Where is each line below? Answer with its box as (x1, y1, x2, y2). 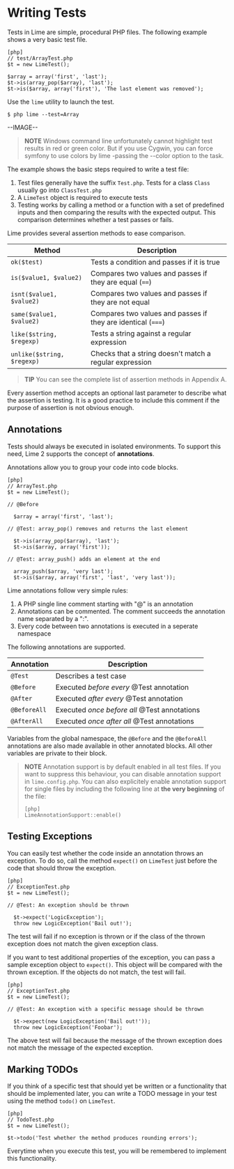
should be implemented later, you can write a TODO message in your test (7, 1090, 217, 1098)
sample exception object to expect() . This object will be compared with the (7, 960, 223, 968)
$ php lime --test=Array (7, 111, 79, 118)
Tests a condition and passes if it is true (90, 257, 221, 267)
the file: (24, 792, 47, 800)
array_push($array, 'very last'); (13, 567, 114, 575)
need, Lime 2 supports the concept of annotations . (7, 449, 155, 457)
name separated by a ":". (17, 614, 89, 622)
